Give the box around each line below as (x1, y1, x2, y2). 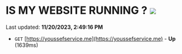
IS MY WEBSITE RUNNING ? (5, 4, 148, 17)
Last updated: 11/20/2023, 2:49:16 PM (5, 23, 103, 31)
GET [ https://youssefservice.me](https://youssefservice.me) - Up (14, 35, 176, 42)
